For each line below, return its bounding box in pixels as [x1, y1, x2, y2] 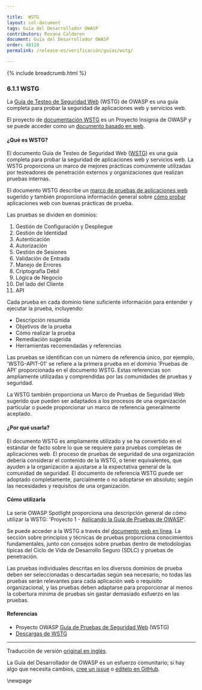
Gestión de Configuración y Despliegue [15, 223, 113, 230]
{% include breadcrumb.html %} [7, 69, 87, 76]
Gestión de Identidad [15, 229, 68, 236]
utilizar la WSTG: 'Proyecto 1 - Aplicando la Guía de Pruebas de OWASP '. [7, 516, 186, 523]
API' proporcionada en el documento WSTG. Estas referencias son [7, 366, 171, 374]
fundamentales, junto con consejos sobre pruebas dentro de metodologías [7, 540, 191, 547]
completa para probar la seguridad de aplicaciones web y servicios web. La [7, 156, 194, 163]
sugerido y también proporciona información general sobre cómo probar [7, 193, 186, 200]
